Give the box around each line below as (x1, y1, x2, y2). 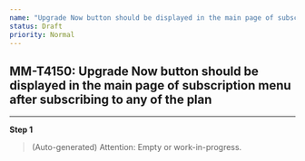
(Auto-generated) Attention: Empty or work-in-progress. (31, 142, 242, 153)
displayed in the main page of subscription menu (9, 78, 292, 93)
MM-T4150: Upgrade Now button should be (9, 63, 259, 79)
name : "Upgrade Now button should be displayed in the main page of (9, 13, 274, 23)
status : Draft (9, 22, 64, 31)
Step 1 (9, 124, 34, 136)
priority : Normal (9, 30, 75, 39)
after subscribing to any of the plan (9, 91, 212, 107)
